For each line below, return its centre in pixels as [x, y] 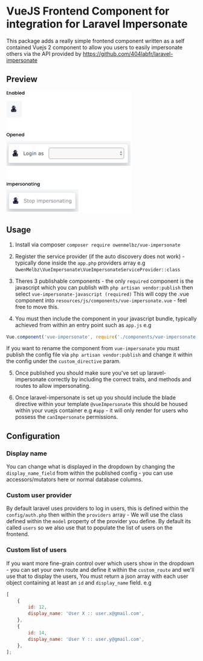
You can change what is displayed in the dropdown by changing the [91, 467]
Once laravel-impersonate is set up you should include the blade [95, 398]
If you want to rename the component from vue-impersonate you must [93, 348]
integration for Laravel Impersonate [97, 24]
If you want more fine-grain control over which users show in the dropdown [100, 563]
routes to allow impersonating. [53, 386]
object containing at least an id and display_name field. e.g [79, 582]
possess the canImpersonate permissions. [66, 417]
